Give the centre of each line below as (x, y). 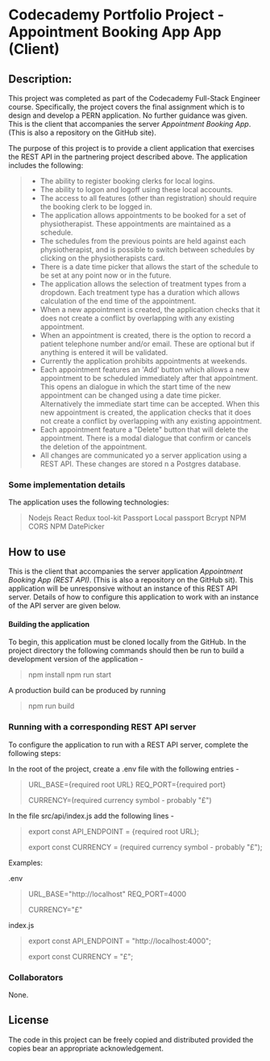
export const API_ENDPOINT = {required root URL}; (114, 831)
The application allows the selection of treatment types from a (143, 284)
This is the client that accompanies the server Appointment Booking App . (130, 124)
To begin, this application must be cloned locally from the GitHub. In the (127, 642)
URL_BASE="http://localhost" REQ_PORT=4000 (107, 894)
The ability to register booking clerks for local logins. (127, 181)
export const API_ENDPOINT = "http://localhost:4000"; (120, 941)
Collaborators (36, 977)
